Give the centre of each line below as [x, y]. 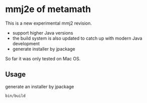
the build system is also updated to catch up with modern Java [77, 38]
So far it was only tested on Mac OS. [43, 58]
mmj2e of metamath [48, 9]
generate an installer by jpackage [40, 86]
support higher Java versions [43, 33]
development [26, 43]
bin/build [16, 96]
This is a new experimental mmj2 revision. [48, 23]
